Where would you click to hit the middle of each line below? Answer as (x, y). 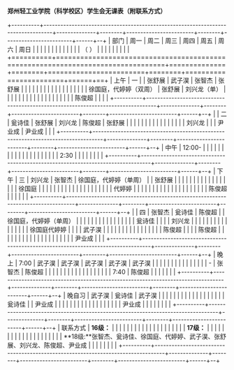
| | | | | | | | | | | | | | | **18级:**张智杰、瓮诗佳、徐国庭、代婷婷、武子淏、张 (114, 336)
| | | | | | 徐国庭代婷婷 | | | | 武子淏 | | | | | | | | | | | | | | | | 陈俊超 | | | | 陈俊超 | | (116, 229)
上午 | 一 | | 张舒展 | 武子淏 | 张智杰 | (166, 80)
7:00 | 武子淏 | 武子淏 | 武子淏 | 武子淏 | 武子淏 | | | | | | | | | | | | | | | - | (117, 263)
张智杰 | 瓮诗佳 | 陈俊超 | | (188, 212)
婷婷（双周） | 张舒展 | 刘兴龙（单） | (173, 89)
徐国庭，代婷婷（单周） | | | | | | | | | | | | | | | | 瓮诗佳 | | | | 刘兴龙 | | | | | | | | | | (117, 221)
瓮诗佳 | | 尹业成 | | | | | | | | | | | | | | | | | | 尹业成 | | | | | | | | (89, 304)
